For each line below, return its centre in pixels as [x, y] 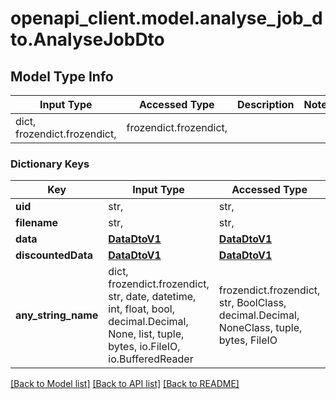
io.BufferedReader [151, 359]
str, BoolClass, [252, 303]
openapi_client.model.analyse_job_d [166, 18]
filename [37, 223]
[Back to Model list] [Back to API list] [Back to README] [125, 384]
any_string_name [57, 315]
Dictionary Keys [50, 164]
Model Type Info [62, 76]
